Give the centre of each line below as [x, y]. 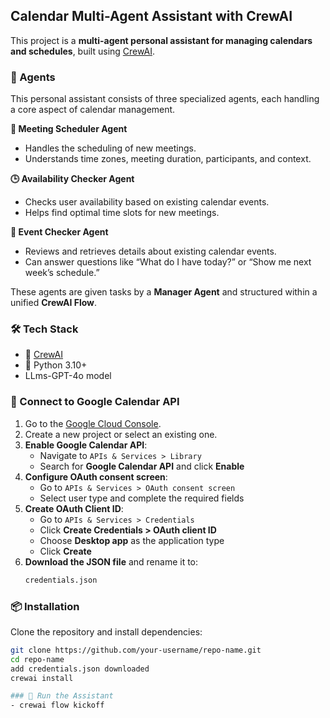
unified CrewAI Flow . [54, 303]
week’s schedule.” [62, 273]
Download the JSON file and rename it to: [111, 561]
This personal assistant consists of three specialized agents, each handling [165, 99]
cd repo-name [37, 659]
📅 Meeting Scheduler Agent [69, 129]
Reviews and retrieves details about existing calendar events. [150, 251]
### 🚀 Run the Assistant [62, 696]
